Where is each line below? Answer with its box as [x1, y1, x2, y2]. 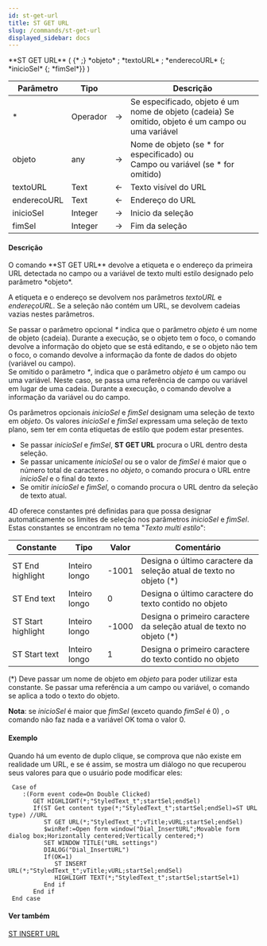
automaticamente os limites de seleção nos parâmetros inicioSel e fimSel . [8, 514, 250, 525]
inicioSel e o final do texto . [19, 474, 109, 483]
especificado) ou [130, 149, 195, 160]
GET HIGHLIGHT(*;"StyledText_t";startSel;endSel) [33, 797, 201, 805]
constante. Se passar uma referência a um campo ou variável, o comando [8, 683, 250, 692]
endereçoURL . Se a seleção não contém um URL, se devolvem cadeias [8, 301, 241, 311]
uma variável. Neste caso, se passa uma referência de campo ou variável [8, 375, 248, 386]
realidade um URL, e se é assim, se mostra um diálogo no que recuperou [8, 759, 246, 769]
